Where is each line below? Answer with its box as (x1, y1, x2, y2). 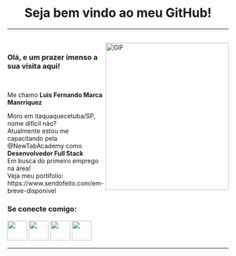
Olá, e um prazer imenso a (7, 52, 98, 62)
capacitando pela (7, 134, 58, 143)
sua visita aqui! (7, 61, 60, 71)
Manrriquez (7, 98, 42, 107)
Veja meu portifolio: (7, 172, 64, 180)
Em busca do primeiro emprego (7, 157, 99, 165)
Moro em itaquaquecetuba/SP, (7, 112, 96, 120)
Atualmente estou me (7, 127, 69, 135)
